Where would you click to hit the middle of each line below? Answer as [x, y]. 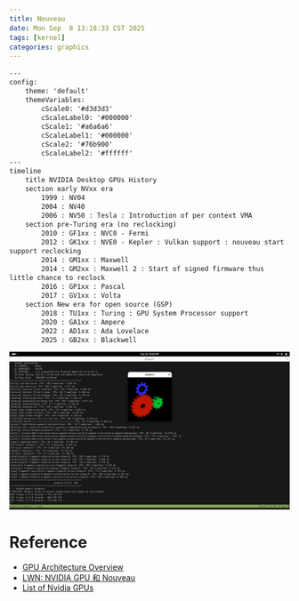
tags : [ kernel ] [37, 37]
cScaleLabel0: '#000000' [87, 118]
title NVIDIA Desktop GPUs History [91, 180]
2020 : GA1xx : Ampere [83, 323]
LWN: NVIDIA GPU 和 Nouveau [79, 577]
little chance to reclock [57, 278]
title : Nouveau [37, 19]
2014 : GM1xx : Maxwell [85, 260]
